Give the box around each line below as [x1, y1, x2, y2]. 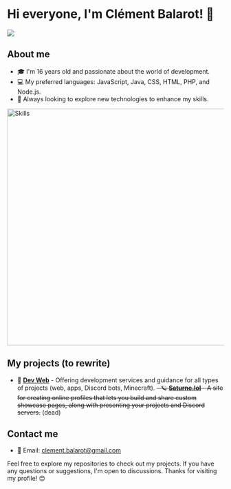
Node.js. [16, 87, 41, 96]
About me [7, 48, 50, 61]
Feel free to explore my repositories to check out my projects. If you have [7, 459, 214, 468]
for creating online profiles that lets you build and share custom [16, 393, 197, 402]
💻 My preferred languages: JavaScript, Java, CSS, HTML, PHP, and [16, 77, 210, 85]
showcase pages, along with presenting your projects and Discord [16, 401, 205, 409]
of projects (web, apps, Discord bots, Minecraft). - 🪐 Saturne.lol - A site [16, 384, 223, 392]
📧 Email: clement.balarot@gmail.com [16, 446, 122, 455]
